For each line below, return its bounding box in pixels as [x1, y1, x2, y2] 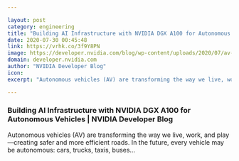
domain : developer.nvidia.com [7, 56, 97, 64]
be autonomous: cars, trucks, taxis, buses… [7, 145, 136, 154]
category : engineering [7, 23, 75, 30]
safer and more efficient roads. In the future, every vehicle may [38, 138, 224, 146]
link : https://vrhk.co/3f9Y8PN [7, 43, 100, 50]
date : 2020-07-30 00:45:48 [7, 36, 87, 43]
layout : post [7, 16, 46, 23]
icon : [7, 69, 23, 77]
